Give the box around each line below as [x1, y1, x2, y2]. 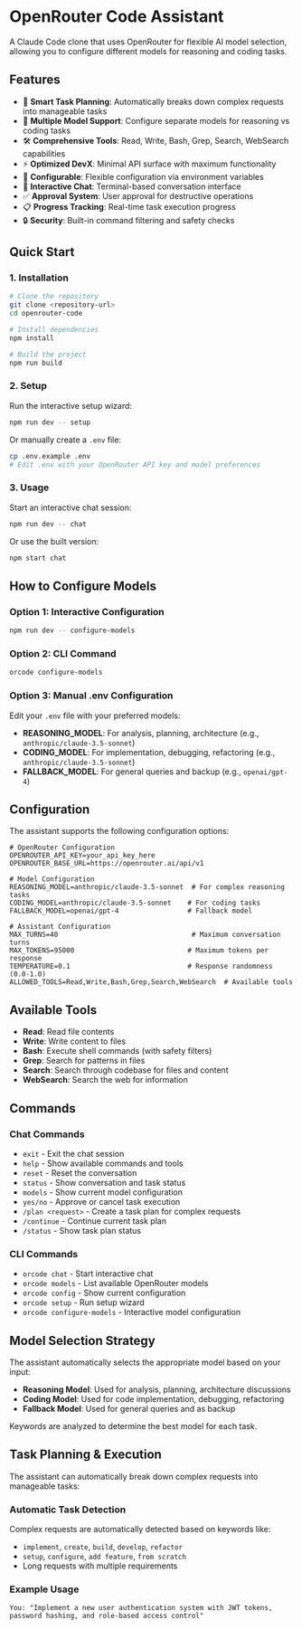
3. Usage [9, 481, 50, 494]
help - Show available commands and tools [22, 1158, 184, 1169]
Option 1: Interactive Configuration [9, 605, 165, 618]
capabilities [22, 147, 66, 159]
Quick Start [9, 244, 75, 260]
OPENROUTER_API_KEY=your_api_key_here [9, 851, 156, 860]
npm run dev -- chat [9, 519, 88, 528]
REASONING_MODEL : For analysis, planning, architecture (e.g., [22, 727, 260, 738]
